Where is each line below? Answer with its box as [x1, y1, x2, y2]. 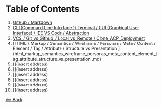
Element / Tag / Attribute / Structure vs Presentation [12, 45, 117, 51]
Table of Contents [5, 3, 80, 15]
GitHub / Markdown [12, 20, 53, 25]
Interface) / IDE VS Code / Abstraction [12, 30, 89, 36]
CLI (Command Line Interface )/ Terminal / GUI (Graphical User [12, 24, 140, 30]
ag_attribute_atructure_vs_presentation [12, 56, 91, 62]
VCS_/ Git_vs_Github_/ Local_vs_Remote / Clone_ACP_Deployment [12, 35, 145, 41]
